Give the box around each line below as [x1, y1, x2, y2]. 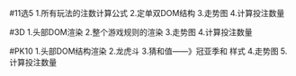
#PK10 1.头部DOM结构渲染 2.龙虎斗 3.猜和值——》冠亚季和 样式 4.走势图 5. [9, 46, 288, 56]
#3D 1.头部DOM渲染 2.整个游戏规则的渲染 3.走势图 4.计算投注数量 [9, 27, 254, 38]
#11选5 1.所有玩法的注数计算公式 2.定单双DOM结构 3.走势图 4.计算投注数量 [9, 8, 285, 18]
